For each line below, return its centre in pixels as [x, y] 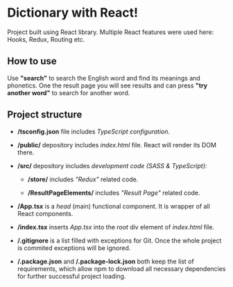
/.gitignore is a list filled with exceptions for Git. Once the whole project [119, 240]
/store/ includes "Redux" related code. [83, 179]
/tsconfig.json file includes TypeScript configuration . [94, 131]
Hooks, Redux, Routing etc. [46, 39]
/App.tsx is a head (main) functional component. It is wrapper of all [113, 206]
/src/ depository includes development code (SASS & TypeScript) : [112, 165]
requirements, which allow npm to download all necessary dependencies [121, 268]
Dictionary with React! [73, 13]
